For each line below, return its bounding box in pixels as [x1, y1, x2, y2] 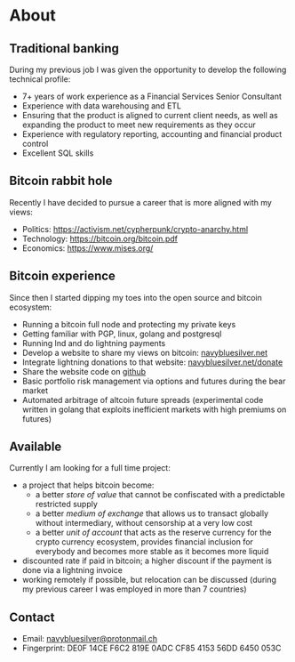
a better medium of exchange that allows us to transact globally [35, 508, 269, 519]
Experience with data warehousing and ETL [21, 101, 182, 111]
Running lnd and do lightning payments [21, 337, 166, 348]
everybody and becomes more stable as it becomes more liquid [35, 546, 269, 557]
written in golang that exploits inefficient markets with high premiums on [21, 404, 287, 415]
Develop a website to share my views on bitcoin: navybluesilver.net [21, 347, 268, 358]
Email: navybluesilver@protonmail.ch [21, 634, 158, 644]
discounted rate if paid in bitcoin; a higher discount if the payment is [21, 555, 273, 566]
